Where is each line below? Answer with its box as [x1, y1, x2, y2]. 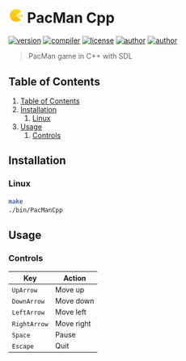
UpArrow [11, 286, 38, 294]
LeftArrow [11, 309, 45, 317]
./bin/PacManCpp [8, 206, 63, 214]
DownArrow [11, 298, 45, 306]
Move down [55, 296, 95, 306]
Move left [55, 307, 87, 317]
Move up [55, 284, 85, 294]
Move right [55, 318, 91, 328]
